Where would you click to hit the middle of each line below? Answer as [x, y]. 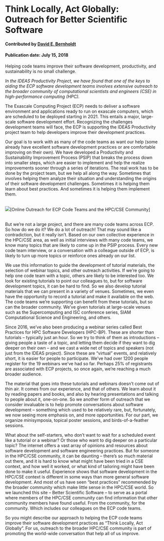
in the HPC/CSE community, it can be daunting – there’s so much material [79, 456]
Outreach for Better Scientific [66, 19]
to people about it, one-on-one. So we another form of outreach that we [78, 399]
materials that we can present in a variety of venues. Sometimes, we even [80, 291]
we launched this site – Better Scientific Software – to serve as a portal [76, 492]
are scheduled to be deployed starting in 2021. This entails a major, [73, 116]
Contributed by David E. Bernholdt [41, 44]
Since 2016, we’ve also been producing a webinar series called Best [73, 327]
